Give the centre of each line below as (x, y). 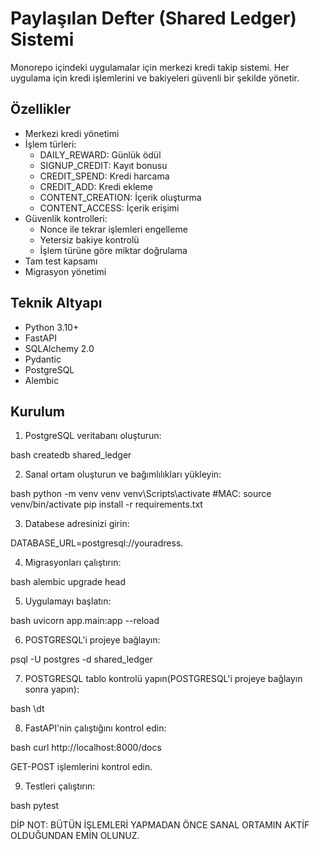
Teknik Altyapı (56, 303)
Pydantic (43, 359)
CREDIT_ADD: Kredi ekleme (96, 186)
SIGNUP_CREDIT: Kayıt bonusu (103, 165)
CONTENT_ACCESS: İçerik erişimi (109, 208)
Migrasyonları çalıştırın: (73, 563)
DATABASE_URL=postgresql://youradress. (97, 543)
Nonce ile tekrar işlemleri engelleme (113, 229)
